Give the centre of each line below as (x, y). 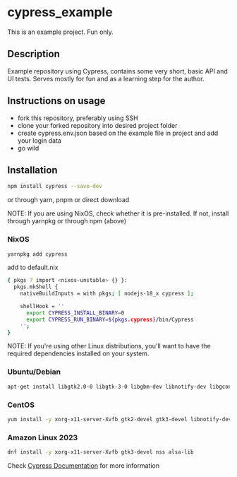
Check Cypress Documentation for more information (84, 465)
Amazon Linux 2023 (43, 437)
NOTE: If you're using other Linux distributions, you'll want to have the (109, 346)
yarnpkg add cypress (38, 254)
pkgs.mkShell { (36, 287)
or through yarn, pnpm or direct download (68, 200)
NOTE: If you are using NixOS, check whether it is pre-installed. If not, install (118, 213)
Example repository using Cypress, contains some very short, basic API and (117, 71)
